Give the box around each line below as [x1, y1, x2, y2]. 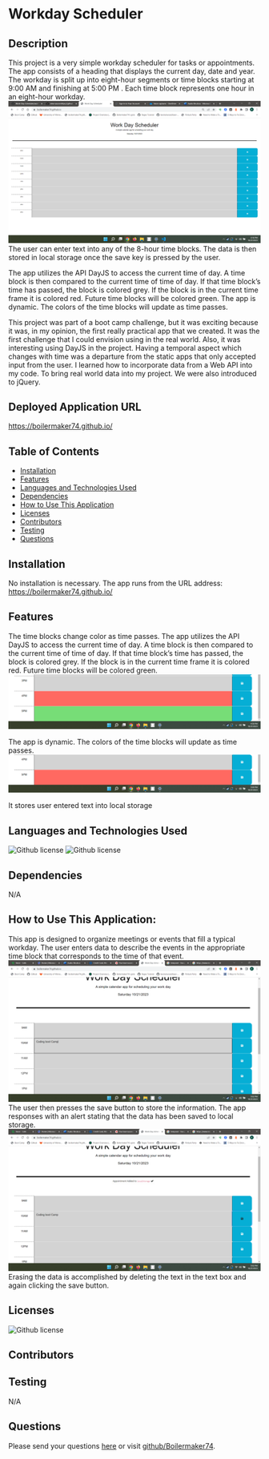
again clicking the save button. [8, 1280, 110, 1290]
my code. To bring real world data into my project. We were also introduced [8, 368, 258, 378]
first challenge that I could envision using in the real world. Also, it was [8, 334, 241, 344]
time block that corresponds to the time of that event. [8, 951, 184, 961]
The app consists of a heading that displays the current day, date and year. [8, 66, 255, 76]
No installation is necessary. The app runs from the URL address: [8, 578, 223, 588]
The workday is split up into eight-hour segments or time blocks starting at [8, 75, 255, 84]
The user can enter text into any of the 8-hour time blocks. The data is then [8, 243, 257, 253]
